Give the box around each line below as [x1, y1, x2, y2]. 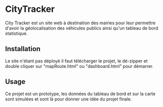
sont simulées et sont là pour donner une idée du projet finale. [5, 96, 132, 102]
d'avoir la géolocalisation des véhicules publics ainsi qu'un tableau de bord [5, 25, 159, 31]
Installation [5, 45, 41, 53]
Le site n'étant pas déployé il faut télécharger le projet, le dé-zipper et [5, 58, 148, 64]
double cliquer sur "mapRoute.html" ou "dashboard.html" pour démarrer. [5, 63, 154, 69]
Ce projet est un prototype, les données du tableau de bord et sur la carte [5, 91, 156, 97]
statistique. [5, 30, 28, 36]
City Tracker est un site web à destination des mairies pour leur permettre [5, 20, 156, 26]
